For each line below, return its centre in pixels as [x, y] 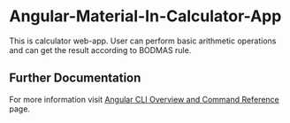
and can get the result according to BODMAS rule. [100, 50]
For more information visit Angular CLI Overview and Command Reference [145, 99]
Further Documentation [75, 78]
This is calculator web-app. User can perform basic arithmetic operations [143, 41]
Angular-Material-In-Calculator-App [145, 16]
